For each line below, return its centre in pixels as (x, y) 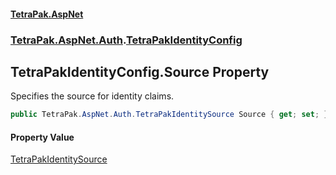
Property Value (42, 137)
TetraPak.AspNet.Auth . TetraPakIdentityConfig (126, 40)
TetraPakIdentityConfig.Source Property (140, 71)
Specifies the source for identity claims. (92, 96)
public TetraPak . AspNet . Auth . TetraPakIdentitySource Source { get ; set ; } (169, 115)
